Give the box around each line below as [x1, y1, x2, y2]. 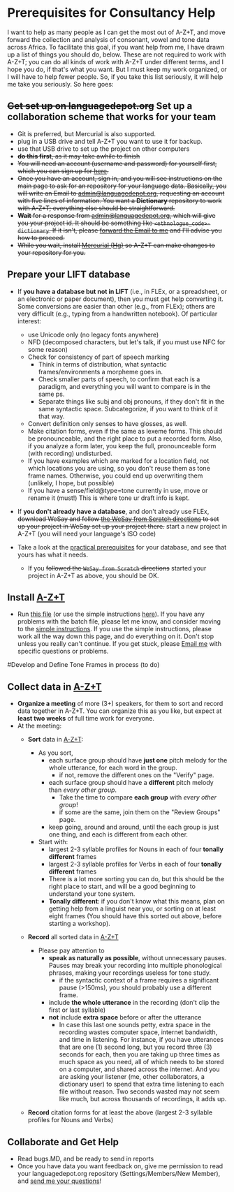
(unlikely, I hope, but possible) [27, 478, 115, 487]
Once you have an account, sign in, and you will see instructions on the [17, 174, 223, 182]
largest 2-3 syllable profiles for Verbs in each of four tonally [48, 860, 222, 869]
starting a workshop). [48, 920, 110, 928]
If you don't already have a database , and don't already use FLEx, [17, 507, 210, 515]
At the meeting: [17, 721, 62, 730]
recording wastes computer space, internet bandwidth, [59, 1028, 218, 1036]
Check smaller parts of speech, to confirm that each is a [38, 375, 200, 383]
